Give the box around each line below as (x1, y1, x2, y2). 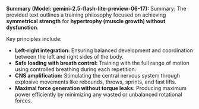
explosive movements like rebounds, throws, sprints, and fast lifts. (14, 78, 177, 85)
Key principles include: (6, 36, 62, 42)
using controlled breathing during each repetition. (14, 66, 137, 73)
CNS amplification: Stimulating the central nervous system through (14, 72, 180, 79)
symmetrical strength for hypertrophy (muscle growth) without (6, 18, 166, 24)
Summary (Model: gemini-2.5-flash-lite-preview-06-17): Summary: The (6, 5, 187, 12)
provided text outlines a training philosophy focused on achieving (6, 11, 166, 18)
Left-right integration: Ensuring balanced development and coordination (14, 47, 193, 54)
